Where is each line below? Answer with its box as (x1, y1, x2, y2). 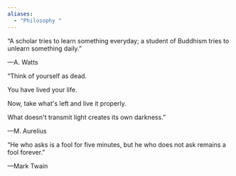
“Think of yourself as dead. (7, 72, 87, 80)
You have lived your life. (7, 85, 77, 94)
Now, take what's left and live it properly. (7, 99, 127, 107)
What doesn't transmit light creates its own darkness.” (7, 113, 166, 121)
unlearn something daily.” (7, 44, 82, 53)
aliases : (7, 10, 33, 18)
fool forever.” (7, 148, 45, 156)
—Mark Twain (7, 161, 48, 170)
